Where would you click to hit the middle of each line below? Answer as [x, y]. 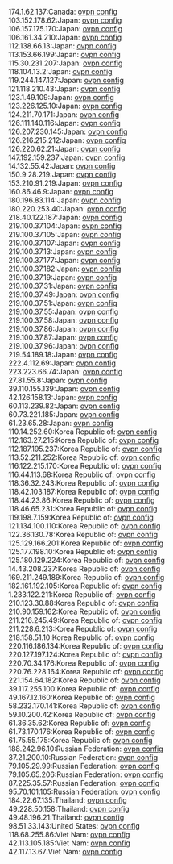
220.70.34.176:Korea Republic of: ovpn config [84, 663]
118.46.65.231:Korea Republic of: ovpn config [83, 509]
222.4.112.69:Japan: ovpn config [62, 363]
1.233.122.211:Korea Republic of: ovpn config [82, 595]
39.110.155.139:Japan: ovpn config [64, 389]
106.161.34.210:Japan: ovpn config [65, 37]
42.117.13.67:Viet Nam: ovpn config [65, 851]
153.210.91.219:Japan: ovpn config [65, 183]
